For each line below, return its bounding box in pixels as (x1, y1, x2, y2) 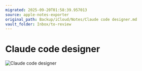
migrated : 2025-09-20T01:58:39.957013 (5, 7, 87, 13)
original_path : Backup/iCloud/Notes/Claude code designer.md (5, 17, 137, 22)
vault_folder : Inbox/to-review (5, 21, 72, 27)
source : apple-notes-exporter (5, 12, 69, 17)
